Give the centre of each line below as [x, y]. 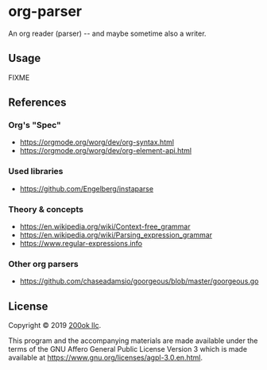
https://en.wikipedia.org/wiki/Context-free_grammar [105, 227]
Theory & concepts [46, 209]
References [37, 103]
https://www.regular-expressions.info [81, 244]
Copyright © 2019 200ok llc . [55, 326]
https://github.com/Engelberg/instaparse [86, 188]
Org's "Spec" [35, 125]
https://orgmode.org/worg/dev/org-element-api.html [106, 151]
